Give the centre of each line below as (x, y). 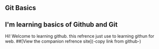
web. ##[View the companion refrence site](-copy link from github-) (73, 41)
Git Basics (21, 8)
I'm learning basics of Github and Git (61, 24)
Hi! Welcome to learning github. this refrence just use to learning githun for (79, 36)
